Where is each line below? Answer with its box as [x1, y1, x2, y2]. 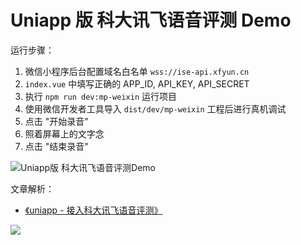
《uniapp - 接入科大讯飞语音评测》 [24, 204, 163, 216]
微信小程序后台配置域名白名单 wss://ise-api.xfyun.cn [24, 65, 250, 77]
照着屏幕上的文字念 [24, 127, 105, 140]
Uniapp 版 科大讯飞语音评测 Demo [10, 9, 292, 32]
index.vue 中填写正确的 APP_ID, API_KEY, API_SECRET [24, 77, 250, 90]
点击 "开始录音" [24, 115, 89, 127]
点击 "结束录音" [24, 140, 89, 152]
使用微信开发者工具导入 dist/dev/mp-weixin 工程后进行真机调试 [24, 102, 287, 115]
